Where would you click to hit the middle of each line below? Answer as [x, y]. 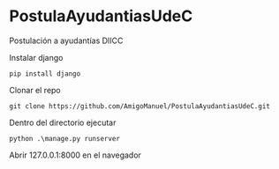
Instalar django [36, 57]
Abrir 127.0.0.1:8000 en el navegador [75, 155]
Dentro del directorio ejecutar [63, 122]
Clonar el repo [35, 90]
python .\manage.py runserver [65, 138]
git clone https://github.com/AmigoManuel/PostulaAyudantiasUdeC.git [140, 106]
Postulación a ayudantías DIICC [66, 40]
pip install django [45, 73]
